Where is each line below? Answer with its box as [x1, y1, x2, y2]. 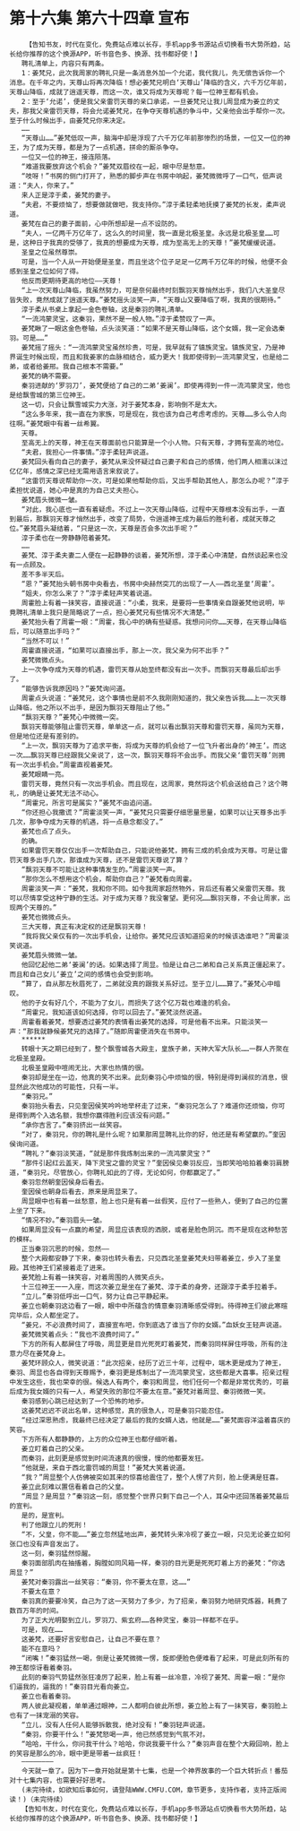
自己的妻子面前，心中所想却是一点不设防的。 [41, 219, 182, 229]
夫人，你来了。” [26, 181, 74, 190]
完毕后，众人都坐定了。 [9, 1310, 83, 1320]
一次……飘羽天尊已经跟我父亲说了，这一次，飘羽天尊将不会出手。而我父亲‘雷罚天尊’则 [9, 750, 279, 760]
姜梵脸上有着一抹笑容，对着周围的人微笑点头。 [21, 1273, 168, 1282]
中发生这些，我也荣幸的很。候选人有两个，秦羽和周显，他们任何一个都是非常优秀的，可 [9, 1378, 283, 1386]
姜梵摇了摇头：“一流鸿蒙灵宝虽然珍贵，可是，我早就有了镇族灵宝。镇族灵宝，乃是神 [21, 342, 286, 352]
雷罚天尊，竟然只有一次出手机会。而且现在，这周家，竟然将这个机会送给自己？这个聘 [21, 779, 288, 789]
